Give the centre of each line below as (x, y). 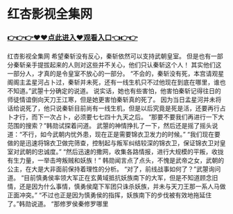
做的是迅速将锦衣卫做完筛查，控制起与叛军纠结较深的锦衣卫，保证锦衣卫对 (113, 143)
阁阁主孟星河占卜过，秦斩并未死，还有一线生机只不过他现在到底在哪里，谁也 (116, 82)
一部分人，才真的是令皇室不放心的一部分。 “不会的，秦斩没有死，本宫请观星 (116, 74)
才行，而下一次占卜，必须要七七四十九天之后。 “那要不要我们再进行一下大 (119, 117)
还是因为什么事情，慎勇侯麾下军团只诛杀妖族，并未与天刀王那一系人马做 (122, 187)
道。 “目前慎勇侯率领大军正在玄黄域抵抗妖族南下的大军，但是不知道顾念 (110, 178)
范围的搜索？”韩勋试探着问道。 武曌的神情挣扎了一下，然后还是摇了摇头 (110, 126)
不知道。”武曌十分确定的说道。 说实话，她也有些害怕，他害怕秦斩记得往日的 (114, 91)
